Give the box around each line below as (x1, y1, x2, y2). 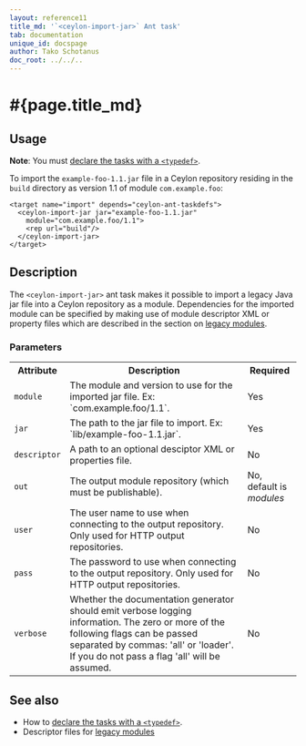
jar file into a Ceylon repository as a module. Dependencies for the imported (9, 298, 294, 310)
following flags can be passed (69, 628, 199, 640)
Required (250, 364, 290, 377)
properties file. (69, 455, 132, 467)
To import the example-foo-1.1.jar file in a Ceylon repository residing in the (9, 173, 293, 183)
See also (9, 692, 59, 708)
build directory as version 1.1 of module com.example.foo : (9, 183, 223, 193)
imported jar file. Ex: (69, 391, 156, 404)
